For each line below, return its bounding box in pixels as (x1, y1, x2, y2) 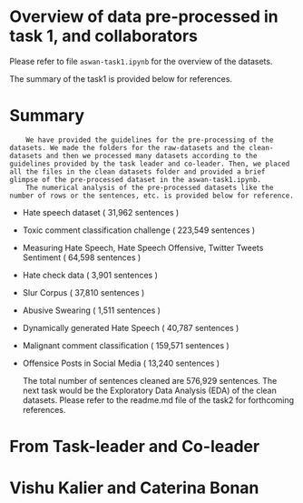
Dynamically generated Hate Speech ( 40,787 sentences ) (22, 322, 239, 333)
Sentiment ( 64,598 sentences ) (22, 252, 142, 263)
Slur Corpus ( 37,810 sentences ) (22, 287, 145, 297)
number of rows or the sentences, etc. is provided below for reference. (9, 191, 295, 200)
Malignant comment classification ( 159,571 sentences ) (22, 339, 230, 351)
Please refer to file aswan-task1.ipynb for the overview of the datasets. (9, 55, 273, 66)
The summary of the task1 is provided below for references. (9, 73, 233, 84)
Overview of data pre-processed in (9, 6, 279, 27)
